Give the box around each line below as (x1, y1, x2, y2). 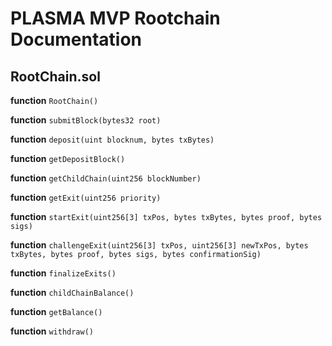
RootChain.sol (10, 68, 101, 85)
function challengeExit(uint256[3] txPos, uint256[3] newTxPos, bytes (10, 239, 309, 251)
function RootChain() (10, 95, 99, 106)
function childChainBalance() (10, 287, 135, 298)
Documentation (10, 28, 143, 51)
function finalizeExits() (10, 267, 117, 279)
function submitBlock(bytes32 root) (10, 114, 162, 126)
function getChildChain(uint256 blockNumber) (10, 172, 202, 184)
